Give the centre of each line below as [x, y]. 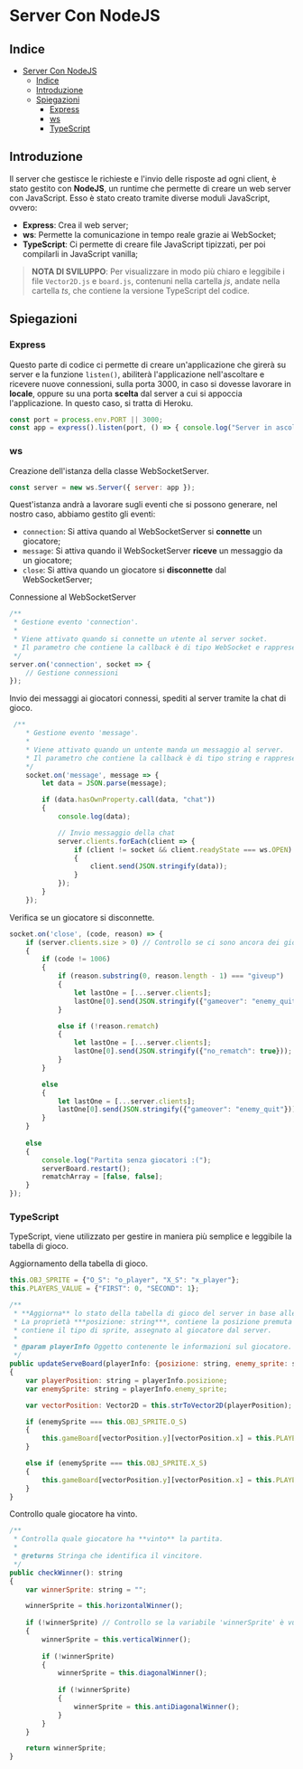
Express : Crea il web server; [75, 225]
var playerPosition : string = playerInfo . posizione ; [127, 1380]
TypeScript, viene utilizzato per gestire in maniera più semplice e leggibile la [151, 1236]
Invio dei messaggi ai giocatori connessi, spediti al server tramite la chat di [148, 698]
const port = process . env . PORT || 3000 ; [87, 420]
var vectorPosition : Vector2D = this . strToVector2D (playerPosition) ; [159, 1405]
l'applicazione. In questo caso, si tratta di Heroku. [101, 402]
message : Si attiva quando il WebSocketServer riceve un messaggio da [152, 551]
